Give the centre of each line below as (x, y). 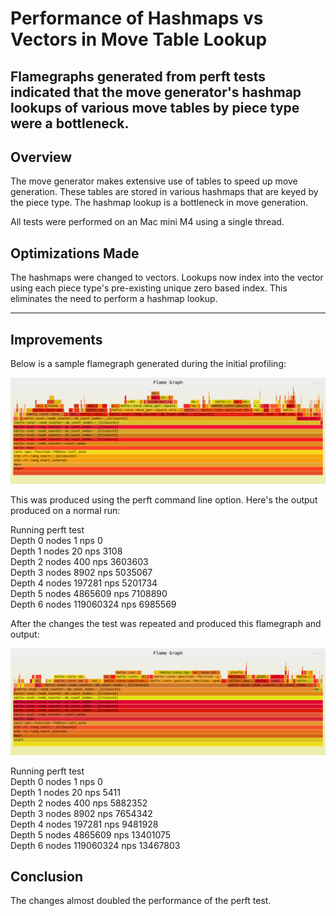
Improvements (56, 339)
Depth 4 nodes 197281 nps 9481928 (84, 824)
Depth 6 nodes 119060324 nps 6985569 (93, 604)
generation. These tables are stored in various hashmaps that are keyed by (164, 192)
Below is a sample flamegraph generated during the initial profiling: (148, 364)
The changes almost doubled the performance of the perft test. (141, 901)
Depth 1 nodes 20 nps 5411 (65, 792)
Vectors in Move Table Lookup (139, 39)
